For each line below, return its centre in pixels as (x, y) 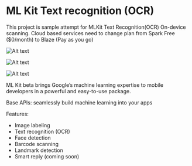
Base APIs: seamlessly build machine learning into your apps (79, 102)
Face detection (32, 138)
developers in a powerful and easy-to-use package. (68, 91)
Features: (18, 114)
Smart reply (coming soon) (47, 156)
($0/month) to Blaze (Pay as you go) (50, 39)
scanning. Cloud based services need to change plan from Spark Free (91, 33)
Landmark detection (39, 150)
